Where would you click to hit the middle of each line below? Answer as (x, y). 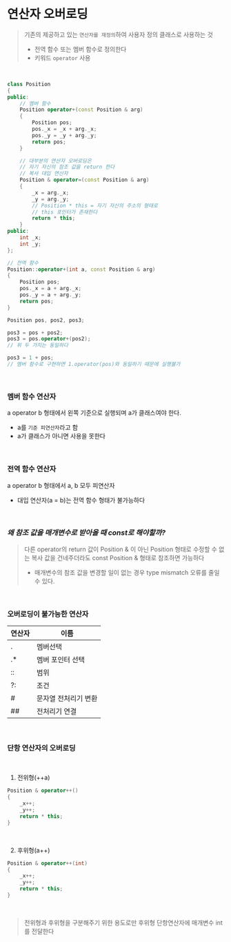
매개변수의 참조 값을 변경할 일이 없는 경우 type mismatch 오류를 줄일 (127, 572)
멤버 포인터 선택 (61, 660)
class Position (29, 84)
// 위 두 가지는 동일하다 (38, 345)
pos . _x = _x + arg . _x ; (64, 129)
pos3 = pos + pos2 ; (35, 332)
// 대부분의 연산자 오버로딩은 (56, 161)
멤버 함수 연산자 (32, 396)
